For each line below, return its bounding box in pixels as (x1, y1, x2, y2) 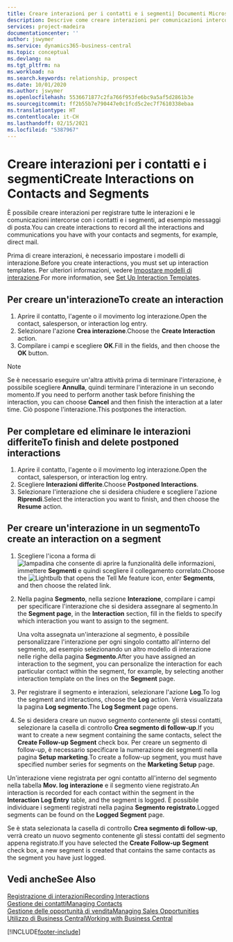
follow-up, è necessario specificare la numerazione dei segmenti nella (17, 745, 218, 753)
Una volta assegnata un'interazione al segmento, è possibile (17, 630, 189, 638)
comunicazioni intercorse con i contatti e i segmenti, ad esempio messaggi (7, 216, 221, 224)
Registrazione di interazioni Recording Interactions (7, 892, 150, 900)
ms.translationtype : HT (7, 107, 76, 114)
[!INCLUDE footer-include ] (7, 927, 81, 936)
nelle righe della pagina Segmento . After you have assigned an (17, 652, 196, 660)
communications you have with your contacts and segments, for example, (7, 230, 218, 239)
